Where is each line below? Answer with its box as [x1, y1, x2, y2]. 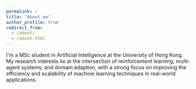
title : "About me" [6, 14, 51, 20]
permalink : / [6, 8, 38, 15]
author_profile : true [6, 19, 59, 25]
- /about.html [11, 35, 46, 41]
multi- [176, 58, 191, 65]
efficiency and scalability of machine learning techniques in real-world [6, 70, 176, 77]
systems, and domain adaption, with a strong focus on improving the [21, 64, 187, 70]
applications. [6, 76, 37, 83]
